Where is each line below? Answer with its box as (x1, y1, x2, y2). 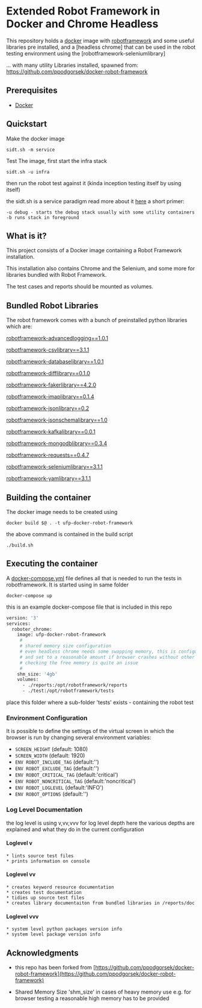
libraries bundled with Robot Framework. (6, 271, 107, 279)
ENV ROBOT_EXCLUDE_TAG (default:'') (14, 765, 99, 772)
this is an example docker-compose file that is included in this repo (6, 603, 173, 610)
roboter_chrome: (11, 626, 52, 632)
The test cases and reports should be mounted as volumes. (6, 283, 153, 290)
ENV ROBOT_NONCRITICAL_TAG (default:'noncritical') (14, 778, 136, 785)
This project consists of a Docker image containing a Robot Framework (6, 247, 182, 254)
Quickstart (6, 119, 47, 129)
